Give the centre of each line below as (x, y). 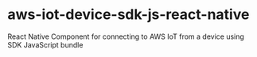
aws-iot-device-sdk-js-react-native (128, 15)
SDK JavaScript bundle (45, 44)
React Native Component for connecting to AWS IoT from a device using (126, 36)
